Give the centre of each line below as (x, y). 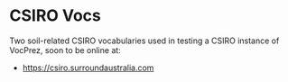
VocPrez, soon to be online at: (65, 50)
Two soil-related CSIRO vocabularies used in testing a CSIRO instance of (144, 41)
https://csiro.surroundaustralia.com (88, 68)
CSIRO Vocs (56, 16)
